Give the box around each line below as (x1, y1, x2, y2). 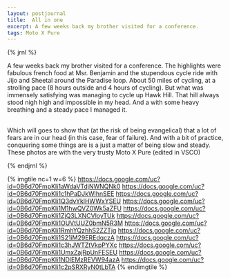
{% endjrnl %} (7, 161, 48, 170)
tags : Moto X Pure (7, 29, 60, 37)
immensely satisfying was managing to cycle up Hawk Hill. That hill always (7, 91, 220, 99)
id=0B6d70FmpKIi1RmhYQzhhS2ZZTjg (7, 226, 117, 235)
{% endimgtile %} (117, 263, 168, 271)
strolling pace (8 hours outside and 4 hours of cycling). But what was (7, 83, 204, 92)
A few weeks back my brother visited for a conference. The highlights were (7, 61, 221, 70)
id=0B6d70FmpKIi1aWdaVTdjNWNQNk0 (7, 182, 121, 190)
